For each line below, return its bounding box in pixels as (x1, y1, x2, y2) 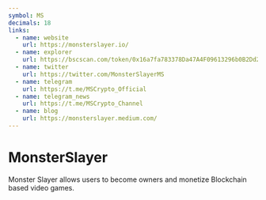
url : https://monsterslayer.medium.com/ (22, 115, 158, 123)
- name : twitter (15, 63, 69, 71)
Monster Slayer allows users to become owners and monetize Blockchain (8, 175, 247, 184)
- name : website (15, 33, 69, 42)
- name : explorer (15, 48, 73, 56)
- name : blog (15, 108, 59, 115)
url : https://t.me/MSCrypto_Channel (22, 100, 144, 108)
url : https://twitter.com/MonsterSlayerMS (22, 70, 165, 78)
